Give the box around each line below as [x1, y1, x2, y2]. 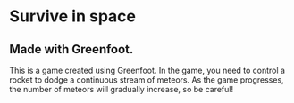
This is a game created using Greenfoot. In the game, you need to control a [9, 65, 286, 75]
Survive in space [9, 6, 137, 27]
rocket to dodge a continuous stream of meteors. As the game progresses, [9, 75, 284, 85]
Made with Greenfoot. [9, 42, 134, 57]
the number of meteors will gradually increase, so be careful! [9, 84, 234, 94]
